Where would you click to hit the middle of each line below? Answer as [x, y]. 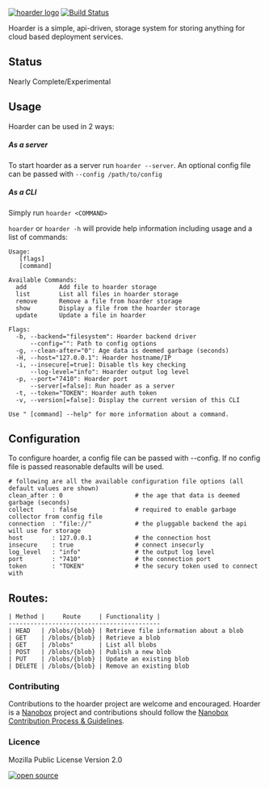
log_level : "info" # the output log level [112, 552]
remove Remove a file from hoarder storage [99, 301]
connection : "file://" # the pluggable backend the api [128, 524]
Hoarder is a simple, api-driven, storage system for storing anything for [127, 28]
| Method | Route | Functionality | [84, 617]
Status [25, 62]
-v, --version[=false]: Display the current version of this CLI [128, 400]
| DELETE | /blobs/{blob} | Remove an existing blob [99, 666]
